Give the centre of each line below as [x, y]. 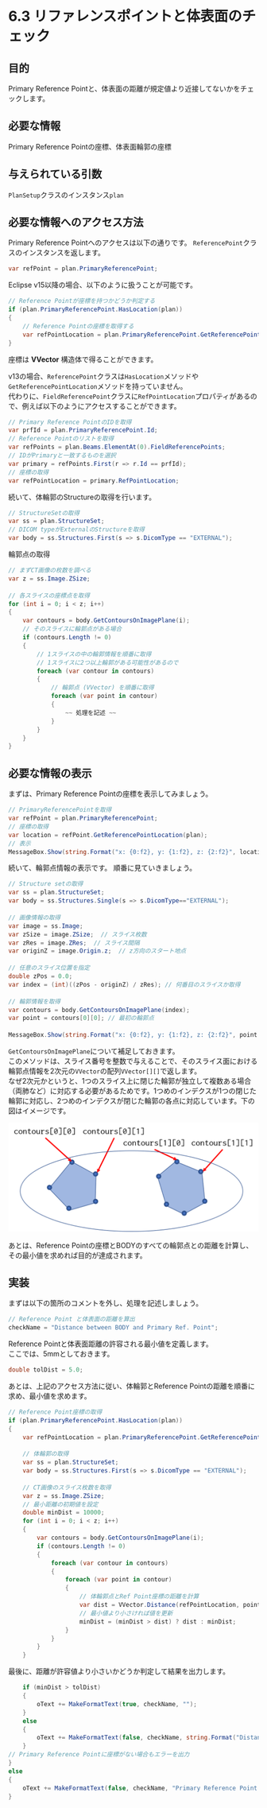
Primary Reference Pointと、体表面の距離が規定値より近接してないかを [124, 89]
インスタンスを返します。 [64, 253]
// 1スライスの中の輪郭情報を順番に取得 [94, 654]
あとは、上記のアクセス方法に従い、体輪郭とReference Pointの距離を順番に [132, 1386]
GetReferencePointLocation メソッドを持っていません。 [98, 386]
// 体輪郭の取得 [46, 1454]
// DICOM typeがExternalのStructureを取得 [77, 530]
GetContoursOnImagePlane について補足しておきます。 [94, 1051]
